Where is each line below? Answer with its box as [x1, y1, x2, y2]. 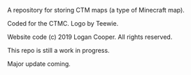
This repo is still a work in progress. [7, 47, 110, 54]
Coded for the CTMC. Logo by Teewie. [7, 19, 119, 27]
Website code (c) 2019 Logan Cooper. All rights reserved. [7, 33, 173, 41]
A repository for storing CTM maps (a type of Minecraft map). [7, 6, 185, 14]
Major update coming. [7, 60, 71, 68]
